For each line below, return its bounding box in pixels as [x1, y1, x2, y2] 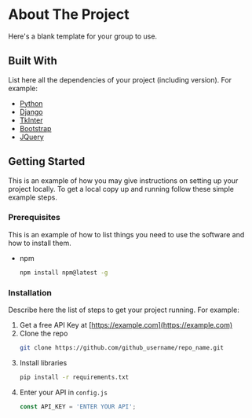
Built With [8, 54, 57, 68]
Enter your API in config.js [19, 387, 108, 397]
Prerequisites [8, 212, 60, 223]
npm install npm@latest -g [19, 269, 108, 277]
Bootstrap [19, 123, 52, 133]
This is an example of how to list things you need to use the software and [8, 229, 245, 239]
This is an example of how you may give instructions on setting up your [8, 175, 239, 185]
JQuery [19, 132, 45, 141]
